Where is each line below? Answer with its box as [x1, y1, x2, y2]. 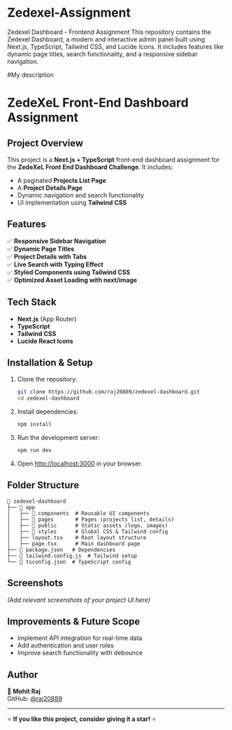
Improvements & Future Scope [7, 615, 140, 627]
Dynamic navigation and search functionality [17, 190, 144, 199]
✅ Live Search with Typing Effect [7, 260, 104, 268]
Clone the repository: [17, 375, 78, 384]
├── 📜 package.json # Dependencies [7, 546, 116, 553]
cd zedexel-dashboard [17, 395, 79, 402]
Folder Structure [7, 479, 79, 491]
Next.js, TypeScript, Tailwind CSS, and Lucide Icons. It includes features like [7, 42, 224, 51]
